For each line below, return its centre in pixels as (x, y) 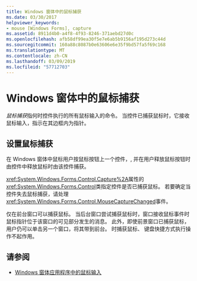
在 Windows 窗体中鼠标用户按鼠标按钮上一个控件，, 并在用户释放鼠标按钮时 (99, 159)
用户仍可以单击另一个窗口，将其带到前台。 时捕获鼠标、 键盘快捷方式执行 (96, 229)
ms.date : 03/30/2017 (32, 17)
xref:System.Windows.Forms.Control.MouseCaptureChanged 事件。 (89, 201)
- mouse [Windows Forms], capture (49, 28)
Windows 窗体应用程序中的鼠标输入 (58, 272)
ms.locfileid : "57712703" (38, 67)
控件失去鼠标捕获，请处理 (37, 194)
